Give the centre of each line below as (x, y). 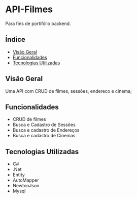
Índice (15, 40)
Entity (19, 175)
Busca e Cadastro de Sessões (44, 125)
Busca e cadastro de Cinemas (44, 136)
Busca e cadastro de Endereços (46, 130)
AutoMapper (26, 180)
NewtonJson (26, 186)
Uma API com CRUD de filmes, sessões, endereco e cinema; (68, 91)
